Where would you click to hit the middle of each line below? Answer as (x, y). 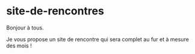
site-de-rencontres (55, 11)
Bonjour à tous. (25, 28)
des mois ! (19, 46)
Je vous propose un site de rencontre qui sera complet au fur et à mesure (98, 39)
